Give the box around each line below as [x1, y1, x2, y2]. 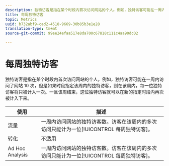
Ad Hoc [8, 145, 26, 152]
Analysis [8, 151, 28, 158]
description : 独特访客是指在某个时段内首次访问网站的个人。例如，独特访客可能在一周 [5, 7, 162, 13]
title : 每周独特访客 [5, 12, 44, 17]
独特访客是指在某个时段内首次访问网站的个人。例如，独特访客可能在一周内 [5, 76, 159, 82]
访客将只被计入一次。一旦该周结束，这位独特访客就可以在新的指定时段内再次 [5, 89, 164, 95]
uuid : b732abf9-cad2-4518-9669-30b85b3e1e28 [5, 21, 100, 27]
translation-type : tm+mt [5, 26, 57, 31]
